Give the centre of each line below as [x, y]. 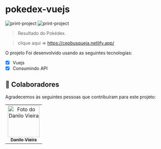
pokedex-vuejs [37, 9]
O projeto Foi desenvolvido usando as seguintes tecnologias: [69, 53]
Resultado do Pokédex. [42, 33]
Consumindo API [30, 68]
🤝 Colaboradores [32, 85]
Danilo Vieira [24, 140]
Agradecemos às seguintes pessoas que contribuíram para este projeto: [80, 97]
